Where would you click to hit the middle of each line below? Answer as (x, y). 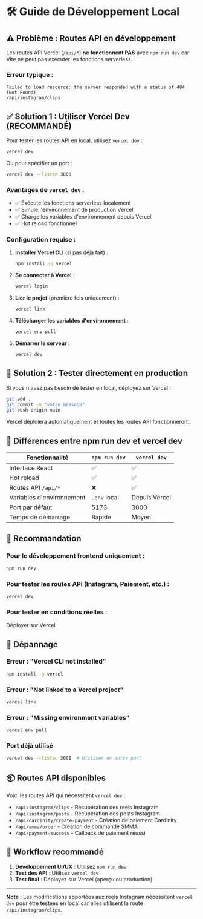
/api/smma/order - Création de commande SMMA (76, 826)
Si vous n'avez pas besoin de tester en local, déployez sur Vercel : (89, 387)
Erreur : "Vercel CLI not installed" (56, 662)
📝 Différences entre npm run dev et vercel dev (95, 440)
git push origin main (34, 410)
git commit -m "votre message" (46, 404)
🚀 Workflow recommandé (55, 852)
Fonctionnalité (47, 458)
